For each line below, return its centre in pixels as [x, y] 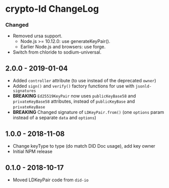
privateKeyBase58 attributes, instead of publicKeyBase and [74, 101]
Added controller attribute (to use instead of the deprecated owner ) [84, 81]
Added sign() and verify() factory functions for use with [73, 86]
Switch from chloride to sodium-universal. [57, 52]
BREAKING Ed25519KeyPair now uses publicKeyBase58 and [74, 96]
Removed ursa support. [37, 36]
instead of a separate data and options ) [54, 118]
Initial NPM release [33, 152]
